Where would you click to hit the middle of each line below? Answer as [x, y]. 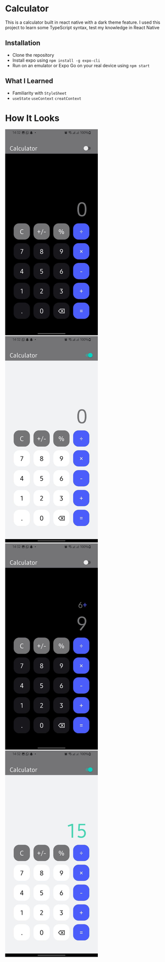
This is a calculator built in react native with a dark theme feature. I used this [83, 22]
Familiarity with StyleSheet [39, 93]
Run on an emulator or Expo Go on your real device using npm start [81, 65]
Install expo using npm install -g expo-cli [56, 60]
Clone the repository [33, 55]
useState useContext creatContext [47, 99]
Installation [23, 43]
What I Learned [29, 81]
